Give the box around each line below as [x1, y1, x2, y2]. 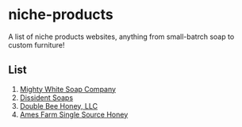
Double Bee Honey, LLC [19, 101, 98, 110]
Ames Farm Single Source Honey [19, 110, 129, 119]
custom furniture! [8, 40, 65, 49]
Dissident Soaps [19, 93, 74, 102]
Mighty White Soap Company [19, 84, 117, 94]
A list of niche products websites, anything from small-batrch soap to [8, 32, 235, 41]
